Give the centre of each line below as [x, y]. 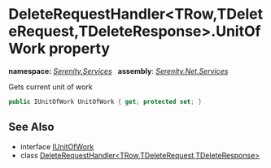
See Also [31, 127]
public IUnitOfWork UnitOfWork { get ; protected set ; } [105, 101]
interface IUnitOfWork [57, 146]
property [79, 49]
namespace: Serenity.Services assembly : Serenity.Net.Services [118, 71]
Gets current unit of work [50, 87]
